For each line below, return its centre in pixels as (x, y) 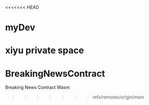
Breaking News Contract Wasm (38, 87)
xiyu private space (45, 50)
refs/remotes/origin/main (118, 97)
